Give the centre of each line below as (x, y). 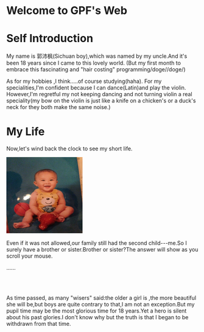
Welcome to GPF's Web (67, 11)
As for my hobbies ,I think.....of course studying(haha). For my (84, 81)
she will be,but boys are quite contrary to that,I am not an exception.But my (100, 305)
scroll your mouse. (30, 256)
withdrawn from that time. (39, 324)
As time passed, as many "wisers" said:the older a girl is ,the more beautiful (101, 298)
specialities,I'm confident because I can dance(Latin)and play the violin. (96, 88)
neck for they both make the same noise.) (58, 107)
